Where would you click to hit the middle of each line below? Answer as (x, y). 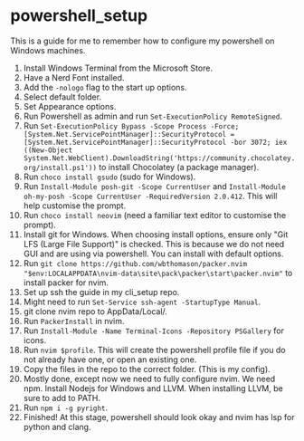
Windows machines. (48, 50)
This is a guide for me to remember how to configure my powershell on (142, 41)
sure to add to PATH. (62, 398)
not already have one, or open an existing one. (110, 360)
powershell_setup (79, 16)
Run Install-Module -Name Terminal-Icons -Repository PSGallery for (153, 331)
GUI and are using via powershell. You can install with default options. (153, 254)
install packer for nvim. (66, 283)
